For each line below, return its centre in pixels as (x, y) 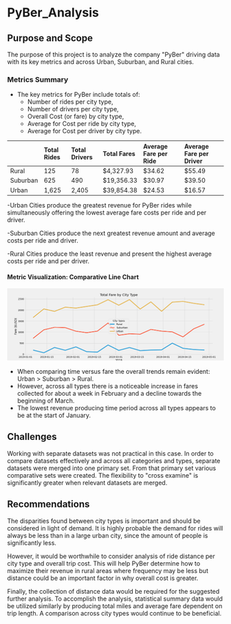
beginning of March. (46, 401)
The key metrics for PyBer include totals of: (78, 95)
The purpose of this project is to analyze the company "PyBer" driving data (113, 54)
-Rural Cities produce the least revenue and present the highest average (109, 254)
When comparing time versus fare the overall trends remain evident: (113, 372)
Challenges (32, 437)
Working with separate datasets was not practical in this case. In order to (111, 453)
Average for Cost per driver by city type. (85, 131)
